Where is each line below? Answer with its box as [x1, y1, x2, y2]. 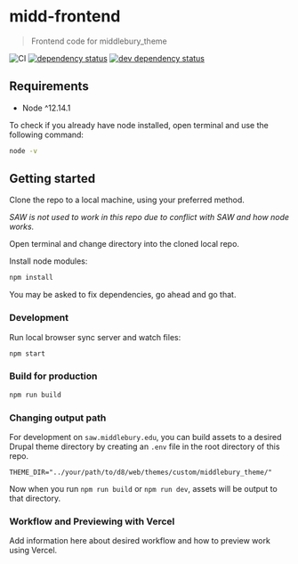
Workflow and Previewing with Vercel [9, 515, 175, 527]
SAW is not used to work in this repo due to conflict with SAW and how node [9, 212, 290, 223]
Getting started [9, 171, 96, 186]
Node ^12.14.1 [21, 102, 71, 113]
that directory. [9, 493, 61, 503]
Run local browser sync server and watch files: [9, 331, 181, 342]
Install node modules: [9, 256, 88, 266]
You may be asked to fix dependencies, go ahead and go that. [9, 290, 237, 300]
